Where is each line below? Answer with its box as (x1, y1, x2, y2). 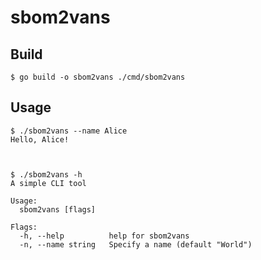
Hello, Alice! (10, 134, 70, 145)
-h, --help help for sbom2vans (19, 231, 190, 241)
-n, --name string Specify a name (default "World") (19, 239, 253, 250)
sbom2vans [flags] (19, 204, 97, 215)
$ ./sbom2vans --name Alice (10, 126, 128, 136)
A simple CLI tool (10, 178, 87, 188)
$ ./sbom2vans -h (10, 169, 83, 180)
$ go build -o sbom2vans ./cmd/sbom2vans (10, 72, 186, 82)
